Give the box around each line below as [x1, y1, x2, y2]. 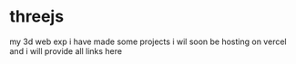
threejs [9, 6, 65, 27]
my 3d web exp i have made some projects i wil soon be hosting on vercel [9, 36, 287, 47]
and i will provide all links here [9, 45, 123, 56]
